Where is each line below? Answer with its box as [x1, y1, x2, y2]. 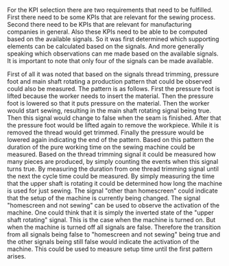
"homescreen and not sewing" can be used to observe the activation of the [7, 202, 220, 209]
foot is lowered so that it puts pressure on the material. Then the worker [7, 99, 210, 107]
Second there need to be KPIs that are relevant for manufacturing [7, 21, 192, 28]
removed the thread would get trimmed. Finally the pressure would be [7, 128, 204, 136]
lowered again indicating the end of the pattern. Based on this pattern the [7, 136, 215, 143]
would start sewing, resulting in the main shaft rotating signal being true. [7, 106, 211, 114]
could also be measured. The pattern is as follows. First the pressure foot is [7, 85, 221, 93]
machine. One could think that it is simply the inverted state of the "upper [7, 208, 214, 217]
